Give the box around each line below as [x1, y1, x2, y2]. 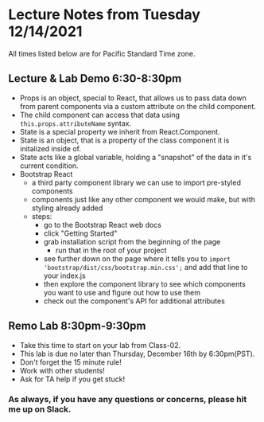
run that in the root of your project [55, 245, 167, 255]
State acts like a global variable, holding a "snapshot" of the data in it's [19, 152, 252, 162]
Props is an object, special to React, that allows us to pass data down [19, 93, 247, 103]
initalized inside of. [19, 143, 82, 153]
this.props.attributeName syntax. [19, 118, 132, 128]
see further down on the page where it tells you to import [43, 253, 231, 264]
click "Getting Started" [43, 229, 118, 238]
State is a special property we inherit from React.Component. [19, 127, 220, 136]
